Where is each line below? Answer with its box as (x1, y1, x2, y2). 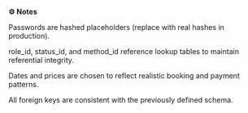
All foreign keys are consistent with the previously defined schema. (8, 95, 233, 104)
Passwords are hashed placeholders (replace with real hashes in (8, 23, 225, 31)
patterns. (8, 80, 39, 89)
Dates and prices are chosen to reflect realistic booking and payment (8, 71, 240, 80)
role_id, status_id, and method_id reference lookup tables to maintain (8, 47, 240, 56)
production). (8, 31, 50, 40)
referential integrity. (8, 56, 75, 65)
